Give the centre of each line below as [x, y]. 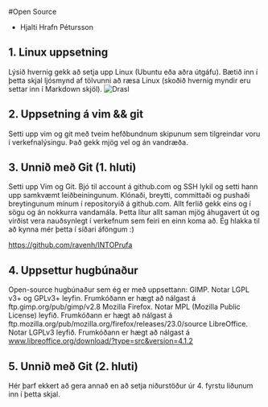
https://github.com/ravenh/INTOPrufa [70, 245]
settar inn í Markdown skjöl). [56, 88]
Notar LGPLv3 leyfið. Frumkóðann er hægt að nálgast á [99, 332]
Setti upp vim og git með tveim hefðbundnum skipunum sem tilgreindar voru [134, 134]
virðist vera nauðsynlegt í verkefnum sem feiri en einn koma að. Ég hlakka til [134, 221]
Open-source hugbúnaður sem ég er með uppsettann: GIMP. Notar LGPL [129, 290]
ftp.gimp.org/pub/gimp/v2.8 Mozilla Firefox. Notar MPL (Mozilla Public [125, 307]
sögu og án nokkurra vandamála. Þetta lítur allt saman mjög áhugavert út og [134, 212]
